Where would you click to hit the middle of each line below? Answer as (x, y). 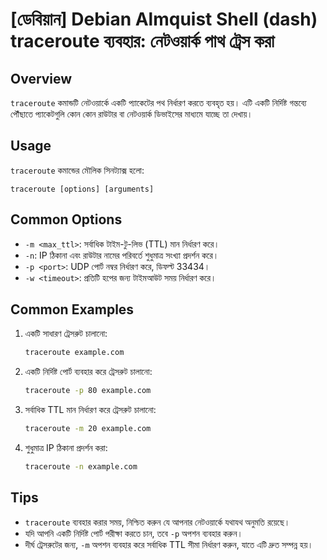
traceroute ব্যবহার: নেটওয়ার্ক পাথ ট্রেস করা (142, 41)
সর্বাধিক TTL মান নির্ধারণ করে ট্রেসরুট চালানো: (90, 410)
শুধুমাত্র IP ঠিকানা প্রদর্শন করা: (66, 448)
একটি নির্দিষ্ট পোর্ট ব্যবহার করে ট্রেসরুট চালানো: (88, 372)
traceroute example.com (74, 353)
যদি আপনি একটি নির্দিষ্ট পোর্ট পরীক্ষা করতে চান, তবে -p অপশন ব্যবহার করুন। (133, 533)
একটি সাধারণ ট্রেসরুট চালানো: (66, 334)
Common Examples (72, 309)
